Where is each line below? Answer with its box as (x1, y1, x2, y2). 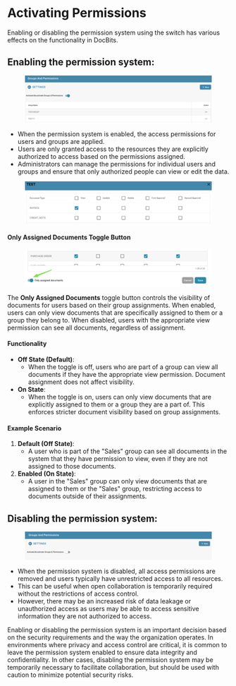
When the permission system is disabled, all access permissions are (17, 567, 216, 575)
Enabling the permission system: (7, 56, 155, 68)
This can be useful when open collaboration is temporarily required (17, 582, 213, 590)
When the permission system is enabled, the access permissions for (17, 129, 216, 138)
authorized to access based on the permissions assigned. (17, 152, 185, 160)
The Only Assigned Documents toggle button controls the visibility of (7, 293, 211, 301)
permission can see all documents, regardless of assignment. (7, 323, 186, 332)
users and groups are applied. (17, 137, 105, 145)
